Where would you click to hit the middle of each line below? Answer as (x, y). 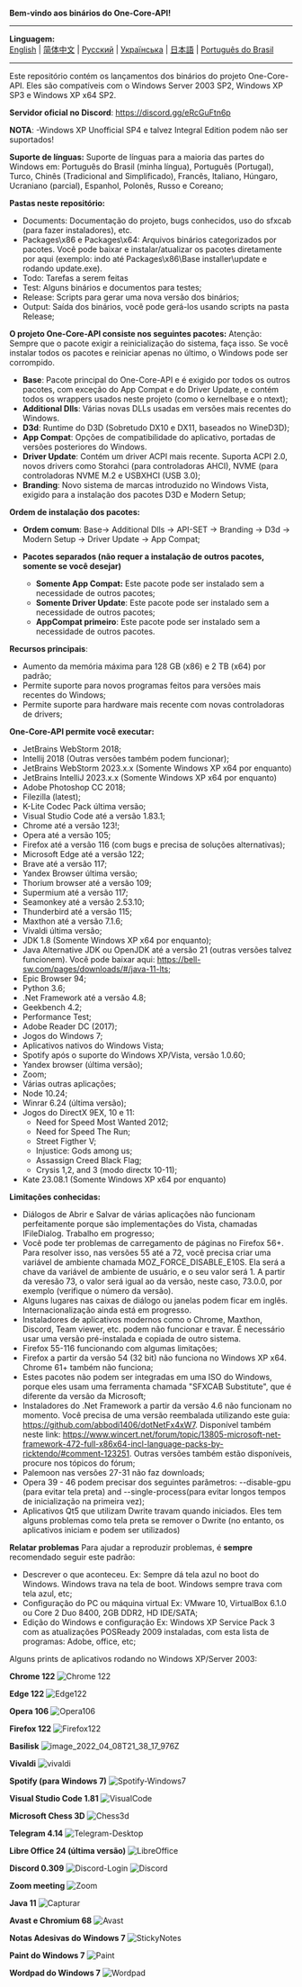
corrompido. (32, 362)
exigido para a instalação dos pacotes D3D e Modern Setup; (134, 495)
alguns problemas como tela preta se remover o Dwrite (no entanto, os (153, 1520)
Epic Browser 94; (54, 979)
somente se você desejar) (72, 566)
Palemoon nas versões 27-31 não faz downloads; (113, 1472)
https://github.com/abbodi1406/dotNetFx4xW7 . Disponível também (147, 1425)
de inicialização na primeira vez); (84, 1501)
